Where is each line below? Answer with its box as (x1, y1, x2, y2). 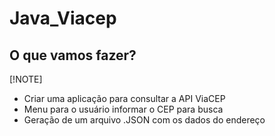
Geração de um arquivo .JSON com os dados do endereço (23, 114, 266, 126)
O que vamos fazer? (9, 47, 137, 64)
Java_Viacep (9, 7, 117, 30)
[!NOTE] (9, 73, 43, 85)
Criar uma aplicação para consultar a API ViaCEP (23, 93, 226, 104)
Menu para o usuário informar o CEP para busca (23, 103, 224, 115)
